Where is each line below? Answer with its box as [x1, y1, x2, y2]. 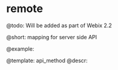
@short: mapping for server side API [6, 33, 97, 40]
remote [6, 2, 44, 16]
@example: [6, 45, 34, 52]
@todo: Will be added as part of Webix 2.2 [6, 22, 112, 29]
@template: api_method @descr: [6, 57, 88, 64]
